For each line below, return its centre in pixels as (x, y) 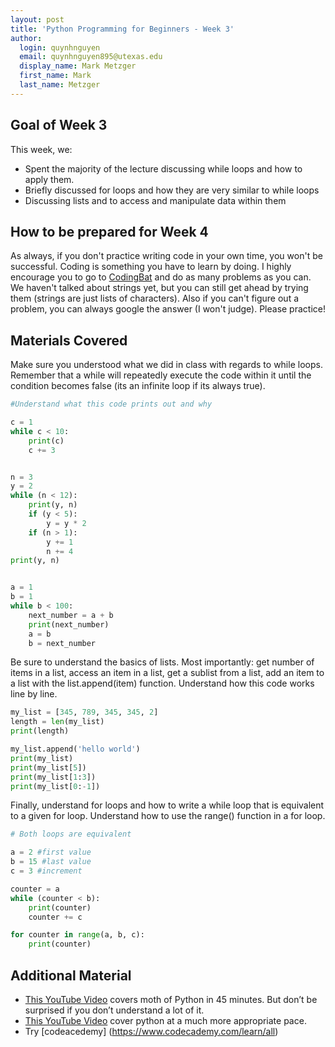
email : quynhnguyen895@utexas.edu (91, 57)
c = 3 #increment (46, 871)
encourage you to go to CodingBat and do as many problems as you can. (161, 277)
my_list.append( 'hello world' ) (75, 749)
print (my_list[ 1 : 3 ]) (53, 777)
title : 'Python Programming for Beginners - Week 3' (122, 29)
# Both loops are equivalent (71, 834)
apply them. (49, 179)
